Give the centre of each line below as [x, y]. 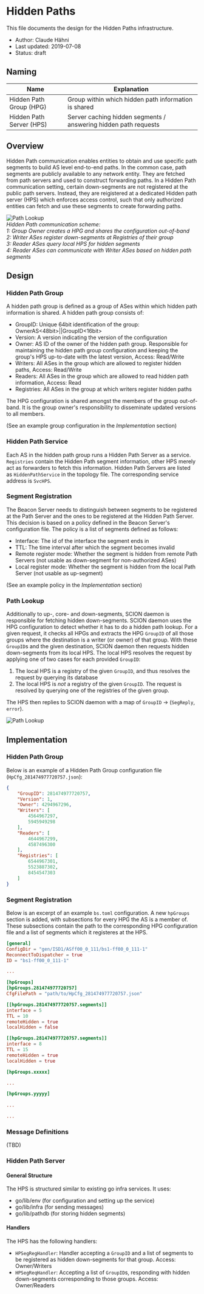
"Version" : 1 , [35, 799]
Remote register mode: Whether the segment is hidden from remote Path [106, 554]
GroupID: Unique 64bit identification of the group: [77, 324]
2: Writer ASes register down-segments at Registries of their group [90, 237]
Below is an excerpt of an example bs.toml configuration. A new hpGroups [98, 913]
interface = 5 [24, 1010]
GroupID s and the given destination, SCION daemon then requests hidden [98, 646]
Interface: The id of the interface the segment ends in [82, 540]
